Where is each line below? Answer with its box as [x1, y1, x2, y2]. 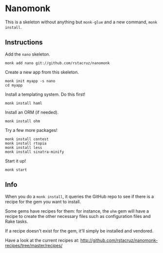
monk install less [5, 145, 42, 150]
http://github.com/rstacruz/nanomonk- [80, 237, 158, 243]
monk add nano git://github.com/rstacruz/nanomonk [5, 60, 110, 66]
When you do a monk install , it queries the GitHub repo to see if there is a [5, 193, 154, 199]
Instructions [5, 38, 43, 47]
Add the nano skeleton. [5, 51, 50, 57]
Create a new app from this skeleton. [5, 69, 79, 75]
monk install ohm [5, 119, 40, 124]
